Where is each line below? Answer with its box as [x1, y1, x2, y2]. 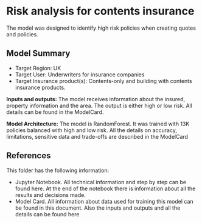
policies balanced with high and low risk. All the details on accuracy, [6, 126, 178, 134]
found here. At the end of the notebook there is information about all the [15, 185, 196, 192]
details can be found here [15, 210, 80, 218]
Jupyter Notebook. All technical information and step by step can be [15, 178, 187, 185]
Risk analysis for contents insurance [6, 4, 195, 18]
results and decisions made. [15, 191, 86, 198]
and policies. [6, 30, 38, 38]
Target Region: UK [15, 64, 61, 72]
